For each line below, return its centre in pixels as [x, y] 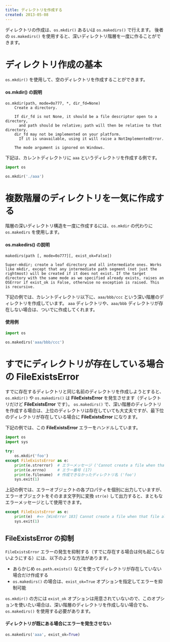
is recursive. [20, 287]
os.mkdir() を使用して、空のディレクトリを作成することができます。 [77, 79]
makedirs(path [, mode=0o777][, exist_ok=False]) [59, 256]
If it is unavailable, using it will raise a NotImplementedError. [91, 139]
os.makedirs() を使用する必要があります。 [49, 611]
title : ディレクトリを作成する [34, 10]
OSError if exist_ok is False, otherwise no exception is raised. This [82, 282]
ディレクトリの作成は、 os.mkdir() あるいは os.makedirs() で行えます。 [79, 30]
